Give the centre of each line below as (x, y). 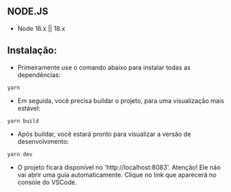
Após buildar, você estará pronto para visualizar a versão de (104, 134)
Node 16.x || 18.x (41, 28)
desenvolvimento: (43, 141)
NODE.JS (28, 12)
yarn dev (20, 154)
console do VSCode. (47, 182)
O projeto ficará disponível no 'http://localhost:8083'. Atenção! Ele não (119, 167)
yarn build (23, 121)
